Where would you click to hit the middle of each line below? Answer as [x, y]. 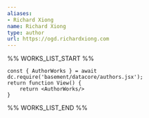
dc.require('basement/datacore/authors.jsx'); [75, 77]
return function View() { [44, 83]
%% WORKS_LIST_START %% [51, 58]
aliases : [20, 13]
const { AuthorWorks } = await [52, 71]
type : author [26, 33]
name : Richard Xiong [37, 26]
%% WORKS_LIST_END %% [48, 108]
